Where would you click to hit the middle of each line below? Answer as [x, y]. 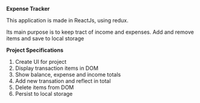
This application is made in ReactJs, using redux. [67, 20]
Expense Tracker [28, 9]
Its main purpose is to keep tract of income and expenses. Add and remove [100, 32]
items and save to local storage [45, 38]
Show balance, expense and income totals [68, 74]
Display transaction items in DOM [57, 68]
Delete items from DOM [45, 87]
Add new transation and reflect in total [63, 81]
